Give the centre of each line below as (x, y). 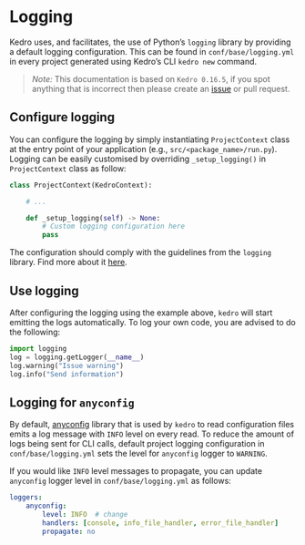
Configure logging (62, 117)
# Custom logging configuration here (113, 226)
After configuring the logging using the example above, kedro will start (141, 313)
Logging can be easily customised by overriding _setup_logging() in (138, 159)
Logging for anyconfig (72, 402)
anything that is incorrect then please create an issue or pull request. (161, 88)
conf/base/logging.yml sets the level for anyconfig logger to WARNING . (138, 454)
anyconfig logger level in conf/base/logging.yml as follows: (121, 481)
